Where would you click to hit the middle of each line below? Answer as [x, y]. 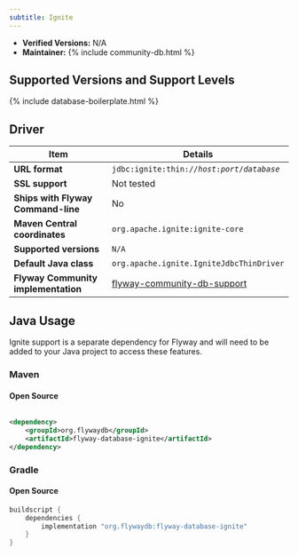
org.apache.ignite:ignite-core [178, 229]
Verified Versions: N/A [64, 43]
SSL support [40, 184]
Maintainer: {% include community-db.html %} [108, 52]
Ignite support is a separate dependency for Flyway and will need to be [139, 342]
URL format [38, 170]
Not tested [134, 184]
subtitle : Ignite [41, 17]
